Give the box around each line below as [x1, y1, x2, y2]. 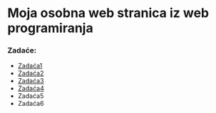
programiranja [7, 20, 94, 36]
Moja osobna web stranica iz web [7, 5, 209, 21]
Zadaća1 [17, 62, 43, 70]
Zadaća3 [17, 77, 44, 85]
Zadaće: [7, 45, 37, 55]
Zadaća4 [17, 84, 44, 93]
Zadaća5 [17, 92, 44, 100]
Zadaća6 [17, 99, 44, 108]
